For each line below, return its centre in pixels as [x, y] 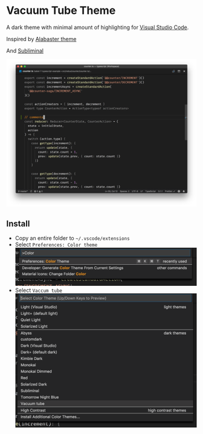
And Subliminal [25, 50]
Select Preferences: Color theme [56, 245]
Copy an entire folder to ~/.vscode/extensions [72, 238]
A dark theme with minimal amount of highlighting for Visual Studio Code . [98, 27]
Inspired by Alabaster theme [41, 39]
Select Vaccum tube [38, 290]
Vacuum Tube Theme [61, 11]
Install [18, 223]
